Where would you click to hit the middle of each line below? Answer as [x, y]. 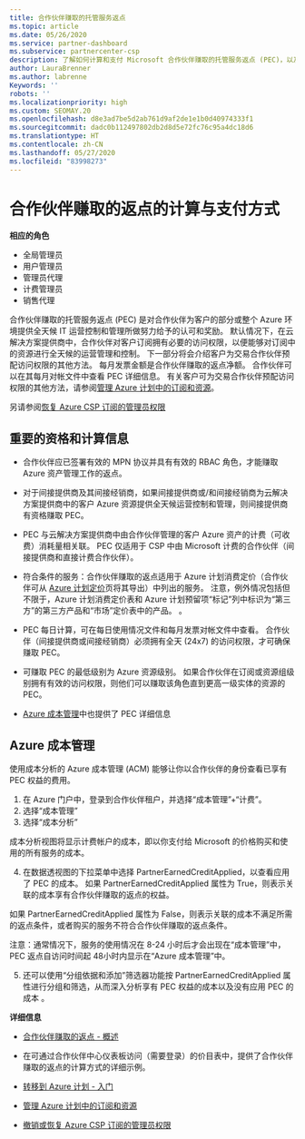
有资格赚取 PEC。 [55, 515]
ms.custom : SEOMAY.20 [50, 111]
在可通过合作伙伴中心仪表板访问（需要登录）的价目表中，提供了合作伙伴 [157, 1056]
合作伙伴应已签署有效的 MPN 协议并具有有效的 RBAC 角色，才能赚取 [150, 462]
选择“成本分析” [50, 822]
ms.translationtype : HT [54, 136]
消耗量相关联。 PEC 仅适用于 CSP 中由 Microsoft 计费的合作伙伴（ [162, 546]
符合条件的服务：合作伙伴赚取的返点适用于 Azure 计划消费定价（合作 [151, 576]
